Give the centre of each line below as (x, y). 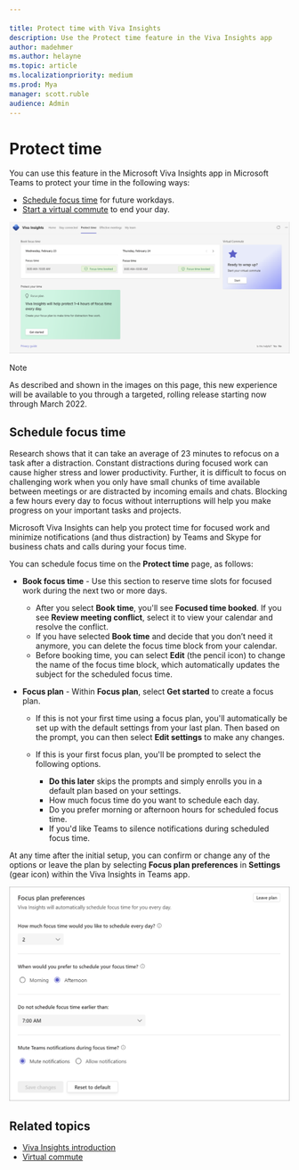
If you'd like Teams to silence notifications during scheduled (159, 828)
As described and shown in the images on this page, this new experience (143, 385)
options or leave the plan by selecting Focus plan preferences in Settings (145, 865)
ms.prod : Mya (33, 85)
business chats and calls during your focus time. (98, 547)
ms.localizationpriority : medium (71, 76)
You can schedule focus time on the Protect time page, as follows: (131, 564)
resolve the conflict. (72, 627)
